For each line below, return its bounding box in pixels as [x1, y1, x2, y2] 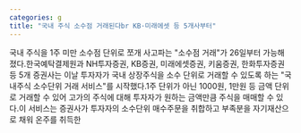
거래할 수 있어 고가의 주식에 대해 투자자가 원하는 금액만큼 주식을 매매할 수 [18, 91, 275, 103]
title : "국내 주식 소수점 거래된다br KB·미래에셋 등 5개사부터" [9, 21, 217, 30]
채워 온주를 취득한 [18, 113, 82, 125]
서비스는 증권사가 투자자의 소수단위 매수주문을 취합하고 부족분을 [28, 103, 251, 113]
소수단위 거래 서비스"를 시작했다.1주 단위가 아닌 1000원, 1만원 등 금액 [32, 80, 273, 91]
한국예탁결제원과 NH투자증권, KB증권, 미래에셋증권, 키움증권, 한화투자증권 [25, 58, 285, 69]
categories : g [9, 12, 63, 22]
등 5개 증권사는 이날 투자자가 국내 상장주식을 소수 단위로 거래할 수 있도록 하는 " [9, 69, 285, 80]
